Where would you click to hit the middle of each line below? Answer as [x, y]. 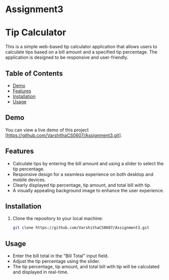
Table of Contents [34, 73]
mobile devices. [29, 180]
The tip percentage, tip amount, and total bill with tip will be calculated [86, 267]
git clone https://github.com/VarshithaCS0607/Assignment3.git [81, 228]
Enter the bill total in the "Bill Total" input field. [61, 256]
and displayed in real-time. [40, 272]
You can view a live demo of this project [47, 130]
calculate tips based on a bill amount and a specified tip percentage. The [81, 52]
